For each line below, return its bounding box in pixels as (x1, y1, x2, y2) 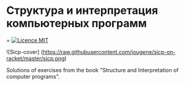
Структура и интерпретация (6, 4, 158, 18)
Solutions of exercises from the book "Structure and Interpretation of (6, 66, 179, 73)
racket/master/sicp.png (6, 55, 65, 62)
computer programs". (6, 73, 60, 80)
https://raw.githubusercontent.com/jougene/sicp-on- (42, 48, 176, 55)
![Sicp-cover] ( (6, 48, 43, 55)
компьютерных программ (6, 16, 147, 30)
